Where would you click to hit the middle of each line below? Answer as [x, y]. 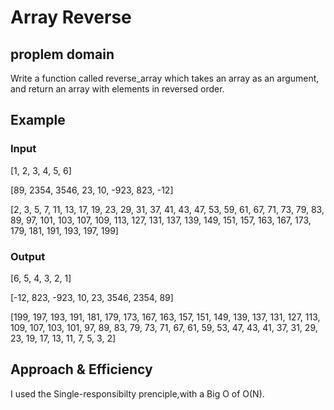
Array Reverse [71, 17]
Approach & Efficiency [81, 369]
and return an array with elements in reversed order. [117, 89]
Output [28, 256]
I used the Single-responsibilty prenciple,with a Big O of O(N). [137, 393]
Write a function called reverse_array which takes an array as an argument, [165, 78]
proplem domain [62, 54]
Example [38, 120]
